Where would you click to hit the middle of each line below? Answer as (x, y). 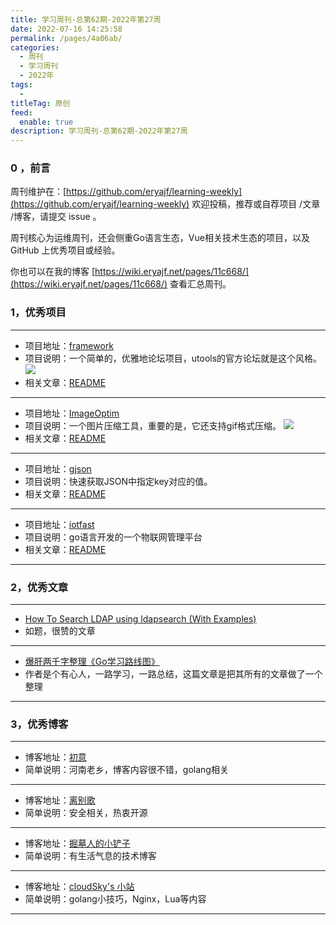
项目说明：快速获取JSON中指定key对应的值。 (118, 481)
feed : (21, 112)
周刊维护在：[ (38, 192)
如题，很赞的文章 (60, 631)
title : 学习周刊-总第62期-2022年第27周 (86, 19)
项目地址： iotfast (59, 524)
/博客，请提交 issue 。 (56, 217)
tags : (21, 85)
